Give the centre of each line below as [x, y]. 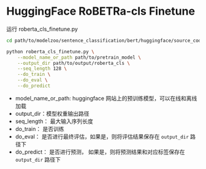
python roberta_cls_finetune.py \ [51, 51]
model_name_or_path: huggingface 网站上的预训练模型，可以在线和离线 [106, 98]
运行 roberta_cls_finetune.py [42, 29]
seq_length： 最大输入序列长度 [54, 121]
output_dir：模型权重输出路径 [52, 113]
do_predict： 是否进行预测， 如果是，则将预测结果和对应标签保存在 [100, 152]
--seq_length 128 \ [42, 69]
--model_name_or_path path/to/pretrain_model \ [79, 57]
